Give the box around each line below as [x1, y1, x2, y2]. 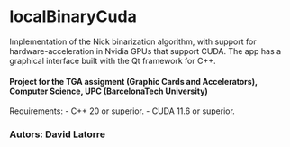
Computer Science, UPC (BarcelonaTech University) [9, 86, 209, 96]
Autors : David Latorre [9, 128, 106, 141]
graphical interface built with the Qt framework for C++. [9, 55, 216, 66]
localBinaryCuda [9, 6, 137, 27]
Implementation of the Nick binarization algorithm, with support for [9, 36, 257, 47]
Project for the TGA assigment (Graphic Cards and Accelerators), [9, 76, 258, 87]
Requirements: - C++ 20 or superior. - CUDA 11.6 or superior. [9, 106, 236, 116]
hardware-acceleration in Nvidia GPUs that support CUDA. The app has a [9, 45, 282, 56]
